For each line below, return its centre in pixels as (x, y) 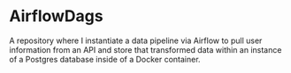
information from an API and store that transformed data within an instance (145, 49)
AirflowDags (56, 16)
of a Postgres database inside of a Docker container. (105, 59)
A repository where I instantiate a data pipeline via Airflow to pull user (136, 40)
